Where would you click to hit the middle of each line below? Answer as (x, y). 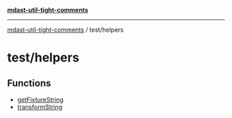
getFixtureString (40, 100)
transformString (40, 107)
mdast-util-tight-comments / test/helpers (66, 30)
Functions (29, 83)
